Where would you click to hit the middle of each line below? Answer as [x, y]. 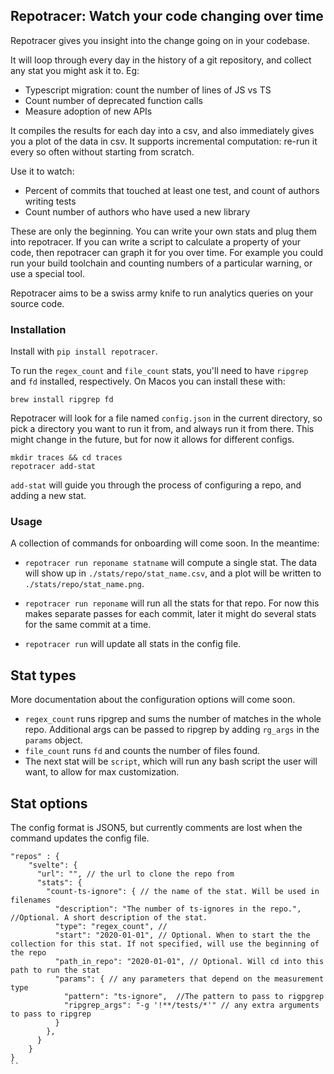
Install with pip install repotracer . [84, 351]
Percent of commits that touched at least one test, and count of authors [172, 190]
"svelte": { [53, 865]
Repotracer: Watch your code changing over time [167, 16]
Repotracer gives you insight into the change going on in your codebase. [160, 40]
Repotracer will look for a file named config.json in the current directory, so [166, 418]
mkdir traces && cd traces [66, 458]
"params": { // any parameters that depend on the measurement [189, 979]
